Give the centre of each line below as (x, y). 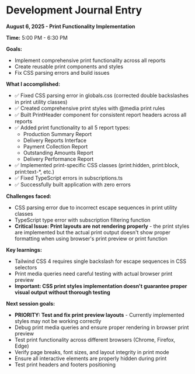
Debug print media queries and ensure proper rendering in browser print (102, 327)
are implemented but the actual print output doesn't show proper (93, 232)
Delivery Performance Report (58, 159)
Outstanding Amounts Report (58, 153)
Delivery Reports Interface (55, 140)
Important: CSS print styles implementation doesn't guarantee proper (101, 286)
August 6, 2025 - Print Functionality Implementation (71, 26)
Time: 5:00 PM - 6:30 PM (37, 37)
